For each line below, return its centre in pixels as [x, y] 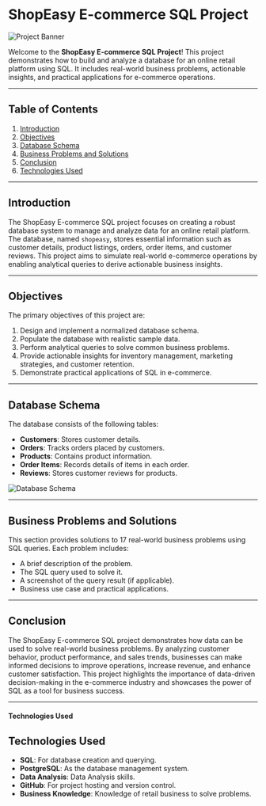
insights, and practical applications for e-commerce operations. [112, 77]
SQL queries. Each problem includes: [68, 548]
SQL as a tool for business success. [66, 690]
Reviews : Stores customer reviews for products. [99, 473]
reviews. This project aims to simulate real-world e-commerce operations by [133, 256]
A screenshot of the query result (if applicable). [97, 580]
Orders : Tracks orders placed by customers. [92, 448]
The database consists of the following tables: [84, 424]
